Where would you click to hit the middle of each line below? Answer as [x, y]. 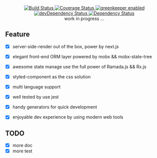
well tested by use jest [36, 97]
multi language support [37, 87]
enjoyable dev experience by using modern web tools [68, 117]
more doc [22, 145]
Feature [18, 34]
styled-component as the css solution [52, 77]
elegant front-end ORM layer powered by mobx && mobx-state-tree [82, 56]
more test [22, 151]
